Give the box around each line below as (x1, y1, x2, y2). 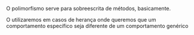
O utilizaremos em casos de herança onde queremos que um (6, 16, 156, 23)
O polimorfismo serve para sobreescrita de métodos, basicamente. (6, 5, 171, 12)
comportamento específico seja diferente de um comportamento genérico (6, 23, 189, 29)
